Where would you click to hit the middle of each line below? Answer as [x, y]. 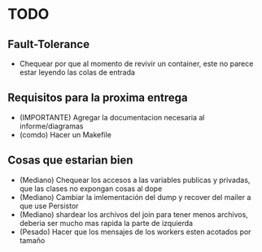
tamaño [32, 240]
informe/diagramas [51, 126]
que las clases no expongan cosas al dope [91, 189]
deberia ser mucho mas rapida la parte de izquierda [106, 223]
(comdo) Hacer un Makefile [65, 134]
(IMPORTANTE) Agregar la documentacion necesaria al [112, 117]
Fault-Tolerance [49, 44]
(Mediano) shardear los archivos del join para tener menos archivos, [134, 214]
